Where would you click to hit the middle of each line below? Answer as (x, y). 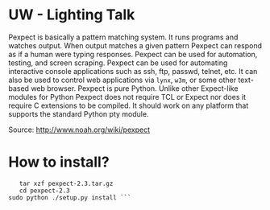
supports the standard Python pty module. (79, 113)
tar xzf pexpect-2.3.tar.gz (66, 183)
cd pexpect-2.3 (44, 191)
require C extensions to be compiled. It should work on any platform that (129, 105)
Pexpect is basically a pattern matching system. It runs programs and (123, 37)
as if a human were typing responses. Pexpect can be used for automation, (133, 54)
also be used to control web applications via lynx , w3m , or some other (122, 80)
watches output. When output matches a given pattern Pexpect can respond (135, 45)
